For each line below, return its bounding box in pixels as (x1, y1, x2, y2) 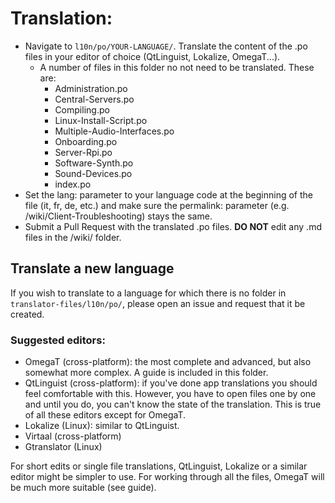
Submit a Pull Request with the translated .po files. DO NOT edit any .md (24, 220, 322, 232)
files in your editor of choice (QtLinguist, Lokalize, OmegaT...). (24, 50, 281, 62)
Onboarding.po (54, 135, 118, 147)
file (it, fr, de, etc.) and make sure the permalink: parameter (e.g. (24, 199, 290, 211)
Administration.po (54, 82, 128, 94)
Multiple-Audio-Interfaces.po (54, 125, 175, 137)
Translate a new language (10, 260, 175, 277)
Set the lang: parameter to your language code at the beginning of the (24, 188, 313, 201)
